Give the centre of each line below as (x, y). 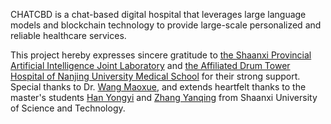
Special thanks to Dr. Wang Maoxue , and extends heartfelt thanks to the (158, 87)
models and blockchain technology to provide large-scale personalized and (166, 25)
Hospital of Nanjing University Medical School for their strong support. (155, 76)
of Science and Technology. (68, 108)
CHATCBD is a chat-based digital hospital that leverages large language (158, 14)
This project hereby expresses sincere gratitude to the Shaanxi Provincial (161, 55)
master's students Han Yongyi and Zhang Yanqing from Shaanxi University (164, 97)
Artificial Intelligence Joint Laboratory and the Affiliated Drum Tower (150, 65)
